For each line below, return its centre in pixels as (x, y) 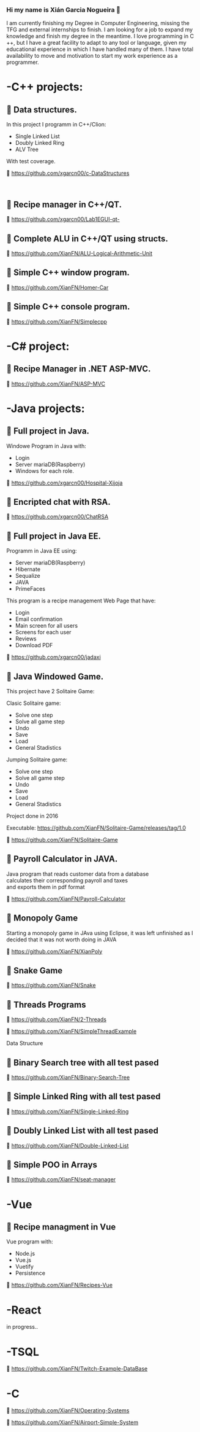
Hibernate (28, 569)
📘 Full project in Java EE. (54, 536)
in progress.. (22, 1327)
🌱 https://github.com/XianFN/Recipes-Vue (60, 1285)
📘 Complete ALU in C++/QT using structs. (87, 239)
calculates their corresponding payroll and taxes (67, 880)
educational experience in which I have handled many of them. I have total (100, 49)
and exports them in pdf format (46, 887)
